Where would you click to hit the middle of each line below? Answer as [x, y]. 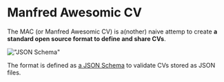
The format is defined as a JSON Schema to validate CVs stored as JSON [111, 65]
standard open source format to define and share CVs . [87, 38]
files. [14, 72]
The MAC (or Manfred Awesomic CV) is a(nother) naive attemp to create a [112, 31]
